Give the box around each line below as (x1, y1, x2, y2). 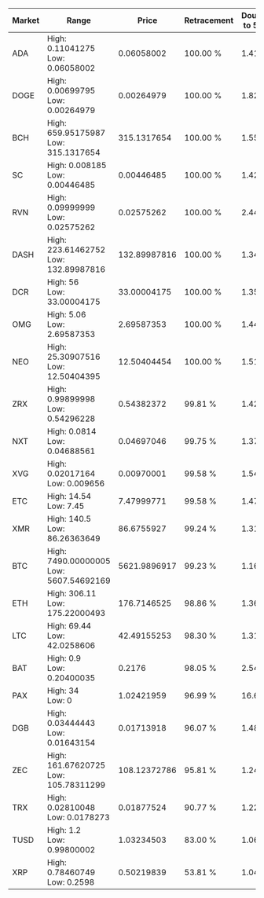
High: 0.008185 (46, 160, 107, 170)
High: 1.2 (46, 825, 81, 835)
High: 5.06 (46, 310, 86, 320)
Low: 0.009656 (46, 478, 105, 489)
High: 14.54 (46, 491, 92, 501)
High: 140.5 (46, 514, 92, 524)
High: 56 (46, 277, 79, 288)
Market (12, 15, 40, 26)
